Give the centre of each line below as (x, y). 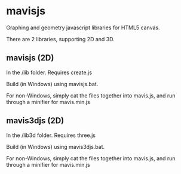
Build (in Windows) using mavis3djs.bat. (56, 146)
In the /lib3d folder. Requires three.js (51, 135)
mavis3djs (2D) (35, 121)
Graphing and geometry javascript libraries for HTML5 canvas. (83, 28)
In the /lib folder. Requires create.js (49, 72)
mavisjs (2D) (30, 58)
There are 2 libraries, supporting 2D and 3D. (60, 39)
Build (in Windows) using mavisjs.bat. (52, 84)
